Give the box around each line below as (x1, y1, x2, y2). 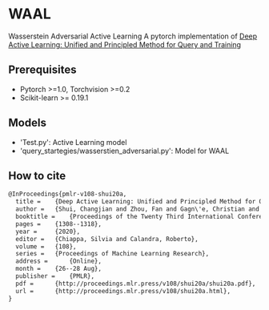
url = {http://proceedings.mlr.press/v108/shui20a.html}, (15, 287, 231, 295)
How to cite (8, 169, 66, 183)
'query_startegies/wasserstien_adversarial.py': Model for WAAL (19, 146, 230, 155)
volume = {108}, (15, 242, 78, 251)
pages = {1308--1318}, (15, 219, 102, 228)
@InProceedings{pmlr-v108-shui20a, (8, 190, 127, 199)
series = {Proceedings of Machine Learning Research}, (15, 250, 210, 258)
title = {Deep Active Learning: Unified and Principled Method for (15, 198, 256, 206)
